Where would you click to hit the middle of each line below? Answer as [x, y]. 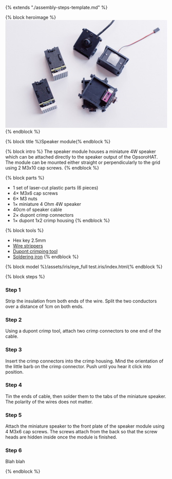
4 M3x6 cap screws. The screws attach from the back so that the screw [81, 432]
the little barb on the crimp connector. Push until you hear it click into [78, 366]
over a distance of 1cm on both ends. [44, 306]
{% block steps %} [25, 276]
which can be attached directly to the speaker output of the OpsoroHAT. [82, 157]
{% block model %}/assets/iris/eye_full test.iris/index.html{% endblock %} [84, 266]
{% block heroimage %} [31, 17]
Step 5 [14, 415]
